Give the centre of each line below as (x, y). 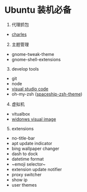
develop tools (25, 69)
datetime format (28, 159)
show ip (19, 180)
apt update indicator (32, 143)
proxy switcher (26, 174)
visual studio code (30, 89)
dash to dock (25, 154)
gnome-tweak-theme (33, 54)
